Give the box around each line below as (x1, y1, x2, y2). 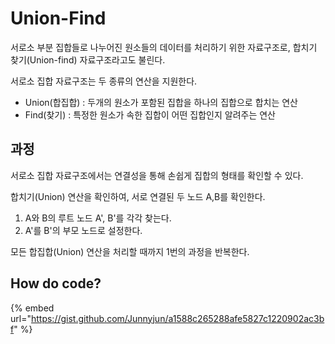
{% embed (10, 302, 55, 314)
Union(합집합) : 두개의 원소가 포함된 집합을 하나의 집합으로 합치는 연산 (24, 96, 298, 108)
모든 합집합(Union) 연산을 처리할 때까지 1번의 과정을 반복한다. (10, 245, 250, 257)
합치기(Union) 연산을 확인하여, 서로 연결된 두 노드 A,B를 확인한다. (10, 190, 266, 202)
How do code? (10, 275, 102, 292)
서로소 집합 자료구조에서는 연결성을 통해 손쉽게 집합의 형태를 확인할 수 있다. (10, 169, 304, 181)
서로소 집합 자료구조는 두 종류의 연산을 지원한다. (10, 75, 198, 87)
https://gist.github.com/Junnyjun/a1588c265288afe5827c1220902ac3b (30, 312, 325, 324)
